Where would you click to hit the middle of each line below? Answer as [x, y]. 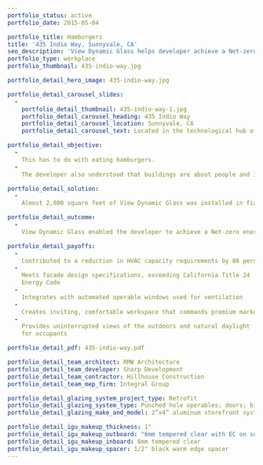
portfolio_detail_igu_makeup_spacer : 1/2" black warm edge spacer [118, 449]
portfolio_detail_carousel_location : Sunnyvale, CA [108, 124]
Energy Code [41, 283]
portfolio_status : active [49, 15]
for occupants [44, 334]
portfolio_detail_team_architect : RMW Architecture [93, 362]
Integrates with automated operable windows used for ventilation [132, 297]
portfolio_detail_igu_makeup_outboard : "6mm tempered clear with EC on [127, 434]
